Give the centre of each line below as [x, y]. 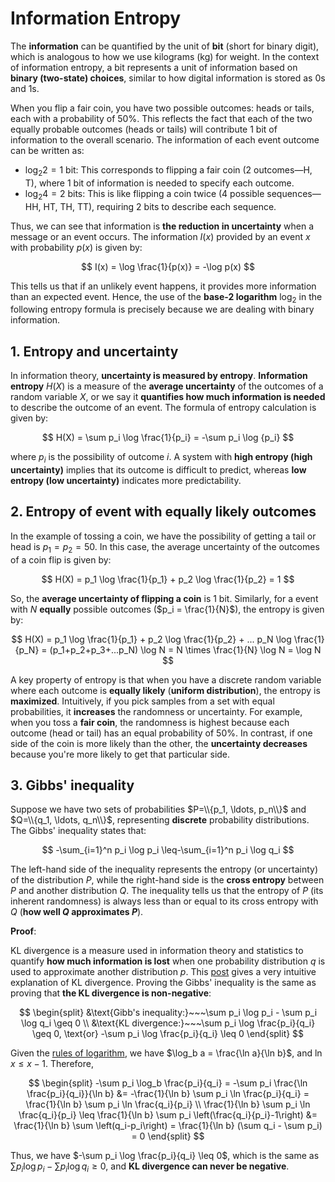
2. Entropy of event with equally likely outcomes [163, 512]
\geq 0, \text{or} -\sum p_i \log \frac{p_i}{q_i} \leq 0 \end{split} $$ [168, 1034]
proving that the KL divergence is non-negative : [111, 993]
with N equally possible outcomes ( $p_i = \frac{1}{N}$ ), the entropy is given [167, 609]
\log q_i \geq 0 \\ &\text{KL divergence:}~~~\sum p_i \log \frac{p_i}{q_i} [168, 1023]
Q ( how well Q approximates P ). [77, 912]
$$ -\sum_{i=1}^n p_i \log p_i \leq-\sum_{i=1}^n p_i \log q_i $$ [168, 850]
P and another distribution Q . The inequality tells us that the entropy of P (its [167, 891]
